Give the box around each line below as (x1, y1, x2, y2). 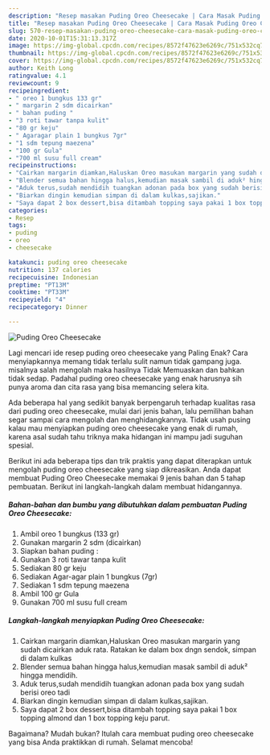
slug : (8, 27, 27, 35)
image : (8, 42, 31, 50)
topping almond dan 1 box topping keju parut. (19, 713, 170, 723)
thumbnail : (8, 49, 45, 57)
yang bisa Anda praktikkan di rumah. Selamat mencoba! (8, 737, 194, 747)
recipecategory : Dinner (8, 303, 88, 311)
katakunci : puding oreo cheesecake (8, 258, 128, 266)
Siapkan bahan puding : (19, 546, 99, 555)
